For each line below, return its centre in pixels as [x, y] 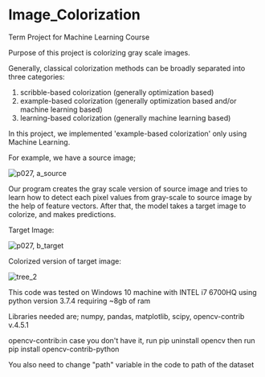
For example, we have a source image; [72, 158]
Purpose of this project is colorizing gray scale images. [99, 52]
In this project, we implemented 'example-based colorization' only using [128, 133]
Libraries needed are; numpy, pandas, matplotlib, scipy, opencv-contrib [126, 316]
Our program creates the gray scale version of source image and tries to [128, 188]
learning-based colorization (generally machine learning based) [125, 117]
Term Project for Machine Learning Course [79, 37]
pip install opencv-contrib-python [64, 349]
